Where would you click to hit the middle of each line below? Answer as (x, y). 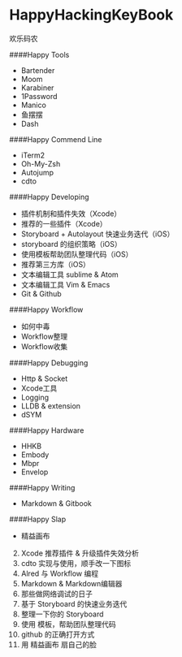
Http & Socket (44, 378)
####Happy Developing (49, 197)
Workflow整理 (44, 336)
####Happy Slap (38, 519)
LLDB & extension (50, 406)
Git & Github (41, 293)
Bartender (38, 70)
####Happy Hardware (47, 430)
